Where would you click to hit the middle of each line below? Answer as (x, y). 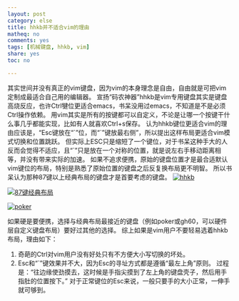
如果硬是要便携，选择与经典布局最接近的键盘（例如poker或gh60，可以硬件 (117, 221)
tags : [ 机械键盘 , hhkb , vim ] (49, 47)
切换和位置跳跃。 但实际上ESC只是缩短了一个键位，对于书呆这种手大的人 (121, 141)
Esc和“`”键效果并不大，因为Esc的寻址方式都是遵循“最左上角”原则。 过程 (123, 263)
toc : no (19, 61)
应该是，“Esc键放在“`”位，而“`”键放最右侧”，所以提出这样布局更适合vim (119, 132)
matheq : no (24, 34)
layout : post (27, 14)
